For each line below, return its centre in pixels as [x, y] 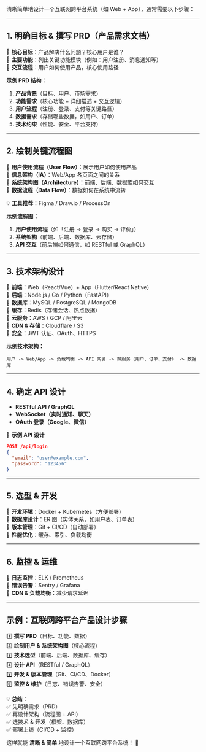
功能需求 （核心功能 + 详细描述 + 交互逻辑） [70, 101]
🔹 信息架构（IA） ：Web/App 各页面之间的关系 [63, 174]
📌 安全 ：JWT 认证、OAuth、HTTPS [51, 333]
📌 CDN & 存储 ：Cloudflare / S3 [45, 326]
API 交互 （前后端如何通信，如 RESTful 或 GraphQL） [82, 244]
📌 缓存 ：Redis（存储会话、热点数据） [54, 310]
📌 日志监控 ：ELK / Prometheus [45, 578]
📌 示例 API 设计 [25, 435]
